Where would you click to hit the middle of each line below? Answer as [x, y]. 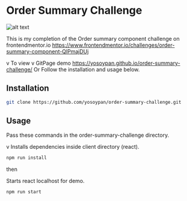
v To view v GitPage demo [38, 63]
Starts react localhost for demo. [46, 181]
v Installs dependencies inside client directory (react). [73, 147]
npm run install [26, 158]
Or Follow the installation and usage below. [87, 69]
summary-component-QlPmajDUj [48, 51]
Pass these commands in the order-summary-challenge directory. [88, 135]
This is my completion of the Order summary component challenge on [93, 38]
